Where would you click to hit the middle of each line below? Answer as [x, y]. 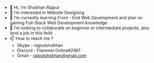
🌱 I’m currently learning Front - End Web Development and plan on [76, 18]
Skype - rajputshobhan [40, 45]
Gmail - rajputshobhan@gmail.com [51, 56]
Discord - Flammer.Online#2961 [49, 50]
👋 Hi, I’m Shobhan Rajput [34, 7]
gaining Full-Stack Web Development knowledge [58, 23]
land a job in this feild [31, 33]
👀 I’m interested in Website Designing [47, 13]
